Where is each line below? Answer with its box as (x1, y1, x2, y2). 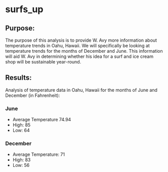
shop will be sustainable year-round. (5, 59, 81, 64)
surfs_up (5, 4, 44, 15)
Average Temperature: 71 (12, 151, 65, 158)
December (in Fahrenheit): (5, 92, 60, 98)
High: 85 (12, 122, 31, 128)
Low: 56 (12, 162, 30, 168)
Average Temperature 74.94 (12, 117, 71, 123)
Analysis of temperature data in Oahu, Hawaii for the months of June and (5, 87, 158, 93)
